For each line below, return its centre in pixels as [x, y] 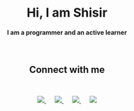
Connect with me [67, 70]
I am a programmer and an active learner [67, 32]
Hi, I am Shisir [67, 13]
